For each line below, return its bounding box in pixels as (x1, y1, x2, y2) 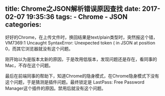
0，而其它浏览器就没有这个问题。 (5, 46, 73, 51)
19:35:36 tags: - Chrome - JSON (26, 13, 128, 21)
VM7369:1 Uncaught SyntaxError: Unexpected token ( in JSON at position (5, 40, 156, 46)
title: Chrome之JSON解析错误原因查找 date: (5, 4, 141, 13)
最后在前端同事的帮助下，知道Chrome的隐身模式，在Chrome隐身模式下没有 (5, 73, 160, 79)
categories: (5, 20, 42, 29)
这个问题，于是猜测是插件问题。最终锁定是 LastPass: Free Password (5, 79, 145, 85)
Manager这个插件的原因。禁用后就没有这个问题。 (5, 85, 106, 91)
